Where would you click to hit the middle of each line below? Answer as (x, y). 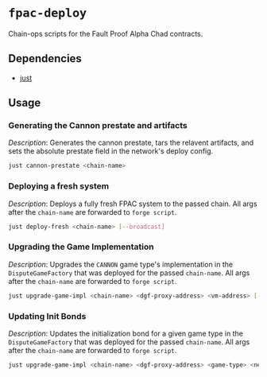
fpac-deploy (48, 13)
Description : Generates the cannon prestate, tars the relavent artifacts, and (131, 143)
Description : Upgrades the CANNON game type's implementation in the (120, 264)
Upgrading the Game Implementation (81, 247)
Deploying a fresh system (59, 186)
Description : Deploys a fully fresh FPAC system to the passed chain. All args (133, 204)
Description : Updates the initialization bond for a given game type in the (126, 333)
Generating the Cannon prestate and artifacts (98, 126)
